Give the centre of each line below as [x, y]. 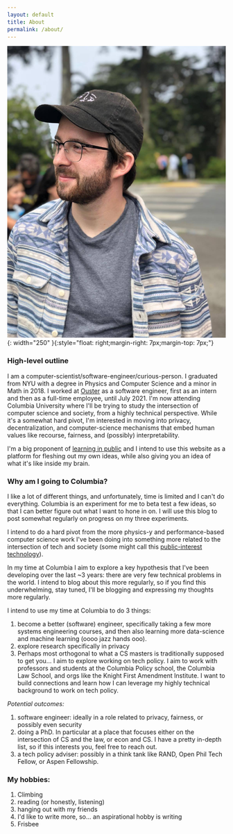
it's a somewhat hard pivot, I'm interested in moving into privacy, [100, 420]
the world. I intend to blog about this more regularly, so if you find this [107, 582]
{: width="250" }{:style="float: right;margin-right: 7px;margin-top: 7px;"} [111, 343]
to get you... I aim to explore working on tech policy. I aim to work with [117, 660]
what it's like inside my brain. [49, 463]
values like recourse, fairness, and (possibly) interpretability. [94, 435]
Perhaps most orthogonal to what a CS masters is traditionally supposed [120, 653]
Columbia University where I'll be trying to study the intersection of [103, 406]
